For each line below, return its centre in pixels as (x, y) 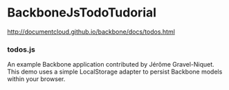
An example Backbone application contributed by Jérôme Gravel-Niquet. (111, 65)
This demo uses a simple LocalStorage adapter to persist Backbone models (115, 72)
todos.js (21, 49)
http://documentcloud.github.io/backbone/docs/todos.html (91, 32)
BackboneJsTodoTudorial (82, 13)
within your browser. (36, 79)
